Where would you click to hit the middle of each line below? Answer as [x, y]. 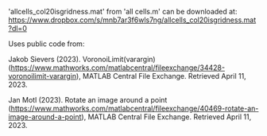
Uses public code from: [46, 44]
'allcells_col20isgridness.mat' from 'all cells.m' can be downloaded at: [123, 12]
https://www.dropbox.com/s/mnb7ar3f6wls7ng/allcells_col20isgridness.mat [132, 20]
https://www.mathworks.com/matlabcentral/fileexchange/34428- [118, 68]
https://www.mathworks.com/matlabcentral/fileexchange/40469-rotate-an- [135, 108]
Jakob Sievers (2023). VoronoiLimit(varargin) [82, 59]
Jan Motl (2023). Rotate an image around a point [88, 100]
